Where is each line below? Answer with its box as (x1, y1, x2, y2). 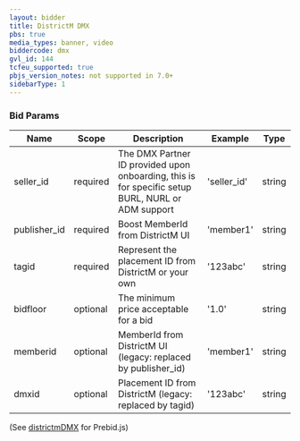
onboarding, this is (117, 169, 196, 182)
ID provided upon (117, 158, 191, 171)
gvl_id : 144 (9, 55, 54, 64)
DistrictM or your (117, 266, 189, 278)
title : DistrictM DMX (9, 21, 90, 30)
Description (132, 131, 184, 144)
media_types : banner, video (9, 38, 114, 47)
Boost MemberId (117, 217, 188, 230)
